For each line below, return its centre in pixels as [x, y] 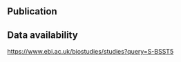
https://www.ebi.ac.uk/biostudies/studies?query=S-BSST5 [90, 51]
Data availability [42, 35]
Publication [32, 11]
